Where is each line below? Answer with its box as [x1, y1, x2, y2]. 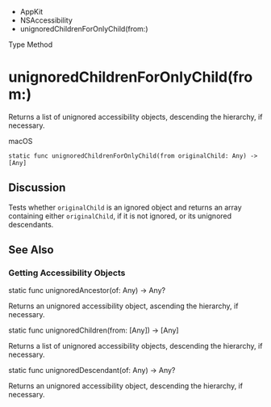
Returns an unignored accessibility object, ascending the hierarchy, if [8, 301, 239, 311]
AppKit [19, 7, 44, 16]
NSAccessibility [19, 15, 73, 25]
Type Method [8, 40, 53, 49]
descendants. [8, 219, 54, 229]
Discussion [8, 181, 66, 195]
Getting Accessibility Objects [8, 267, 126, 278]
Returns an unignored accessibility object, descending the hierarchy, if [8, 381, 244, 391]
